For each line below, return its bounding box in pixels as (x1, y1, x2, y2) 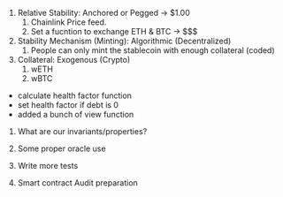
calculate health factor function (17, 90, 133, 101)
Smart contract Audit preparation (17, 178, 139, 188)
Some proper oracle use (17, 143, 106, 154)
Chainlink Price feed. (30, 17, 107, 27)
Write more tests (17, 161, 79, 170)
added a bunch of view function (17, 110, 134, 119)
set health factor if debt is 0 (17, 100, 119, 110)
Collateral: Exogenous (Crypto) (17, 55, 131, 64)
